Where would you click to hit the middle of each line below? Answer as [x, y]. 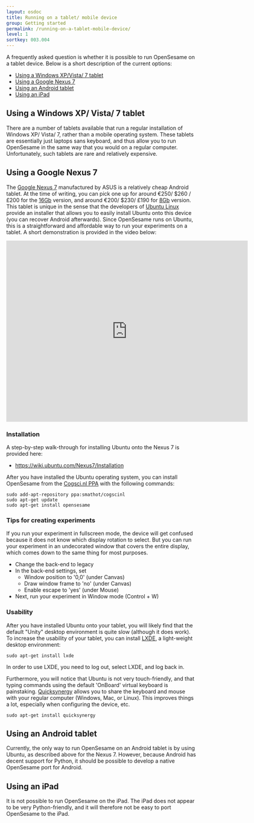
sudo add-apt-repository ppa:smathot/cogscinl [66, 495]
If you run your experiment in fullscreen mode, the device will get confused [100, 533]
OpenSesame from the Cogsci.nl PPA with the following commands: [90, 483]
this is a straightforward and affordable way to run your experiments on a [97, 226]
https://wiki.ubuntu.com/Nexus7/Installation [69, 465]
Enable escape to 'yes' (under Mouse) [71, 590]
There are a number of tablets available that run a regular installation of [94, 128]
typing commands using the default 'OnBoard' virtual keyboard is [87, 685]
